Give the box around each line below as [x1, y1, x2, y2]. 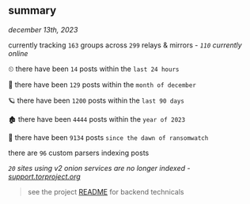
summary [8, 4, 57, 17]
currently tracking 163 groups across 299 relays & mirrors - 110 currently [8, 40, 243, 50]
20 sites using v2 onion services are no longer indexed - [8, 163, 191, 172]
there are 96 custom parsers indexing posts [8, 148, 150, 157]
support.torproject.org [8, 172, 81, 181]
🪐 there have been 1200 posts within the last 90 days [8, 96, 184, 105]
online [8, 48, 28, 58]
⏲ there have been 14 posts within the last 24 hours [8, 64, 180, 74]
